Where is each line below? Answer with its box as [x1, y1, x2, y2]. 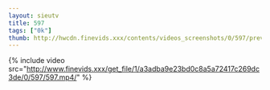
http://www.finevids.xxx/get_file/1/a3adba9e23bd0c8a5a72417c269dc [27, 65, 260, 74]
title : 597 [8, 19, 45, 27]
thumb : [8, 33, 31, 42]
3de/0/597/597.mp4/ [8, 72, 77, 82]
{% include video [8, 56, 66, 65]
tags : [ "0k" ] [8, 26, 52, 34]
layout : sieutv [8, 11, 59, 20]
